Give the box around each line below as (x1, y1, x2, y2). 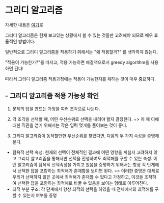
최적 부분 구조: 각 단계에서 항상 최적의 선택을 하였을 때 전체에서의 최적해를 (12, 186, 154, 192)
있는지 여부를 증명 (23, 192, 57, 198)
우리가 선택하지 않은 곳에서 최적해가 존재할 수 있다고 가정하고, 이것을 (12, 174, 143, 180)
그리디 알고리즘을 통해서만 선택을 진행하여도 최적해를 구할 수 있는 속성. (17, 155, 153, 161)
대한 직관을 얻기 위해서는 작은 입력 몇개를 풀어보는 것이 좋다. (12, 122, 128, 128)
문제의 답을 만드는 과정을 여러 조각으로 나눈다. (12, 106, 101, 112)
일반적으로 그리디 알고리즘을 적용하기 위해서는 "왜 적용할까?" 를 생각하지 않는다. (5, 49, 158, 55)
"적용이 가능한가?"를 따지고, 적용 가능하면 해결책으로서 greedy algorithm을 (5, 59, 150, 65)
